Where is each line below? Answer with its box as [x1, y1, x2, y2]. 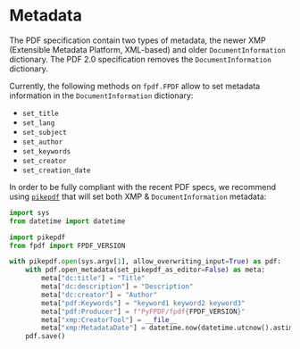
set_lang [21, 118, 55, 128]
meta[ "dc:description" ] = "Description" [41, 282, 194, 291]
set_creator [21, 156, 67, 165]
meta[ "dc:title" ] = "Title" [41, 274, 146, 283]
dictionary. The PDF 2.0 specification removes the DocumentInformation [9, 54, 272, 64]
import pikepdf [9, 233, 66, 242]
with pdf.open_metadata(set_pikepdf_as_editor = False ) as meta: [25, 265, 266, 275]
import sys [9, 208, 50, 217]
